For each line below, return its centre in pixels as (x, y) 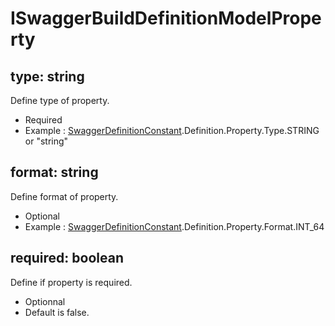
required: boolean (67, 258)
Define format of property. (64, 196)
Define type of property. (60, 100)
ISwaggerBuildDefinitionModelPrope (166, 18)
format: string (54, 172)
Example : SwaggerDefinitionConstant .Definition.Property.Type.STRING (172, 130)
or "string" (46, 141)
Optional (42, 216)
